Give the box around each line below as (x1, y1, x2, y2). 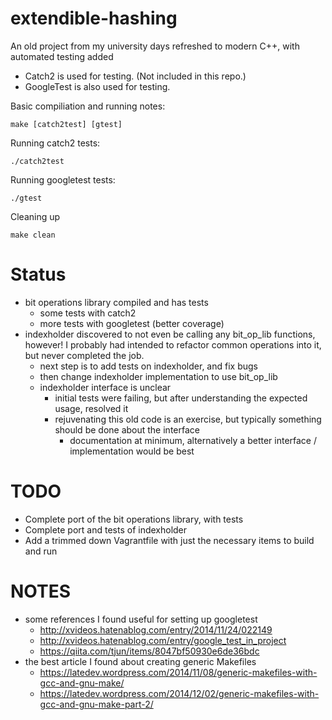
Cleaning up (10, 210, 61, 222)
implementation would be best (69, 445, 195, 457)
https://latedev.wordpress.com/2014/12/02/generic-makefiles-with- (39, 687, 320, 699)
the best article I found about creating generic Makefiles (24, 655, 257, 667)
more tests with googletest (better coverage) (39, 317, 225, 329)
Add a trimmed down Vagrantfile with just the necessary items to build (24, 534, 315, 546)
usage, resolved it (54, 402, 129, 414)
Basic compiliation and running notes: (10, 100, 166, 112)
